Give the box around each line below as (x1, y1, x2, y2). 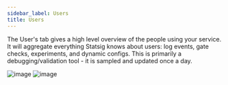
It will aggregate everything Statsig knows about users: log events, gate (7, 42, 209, 50)
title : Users (7, 16, 45, 23)
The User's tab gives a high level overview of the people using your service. (7, 35, 222, 43)
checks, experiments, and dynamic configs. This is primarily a (7, 49, 182, 58)
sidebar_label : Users (7, 10, 69, 17)
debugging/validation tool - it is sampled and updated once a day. (7, 56, 193, 65)
